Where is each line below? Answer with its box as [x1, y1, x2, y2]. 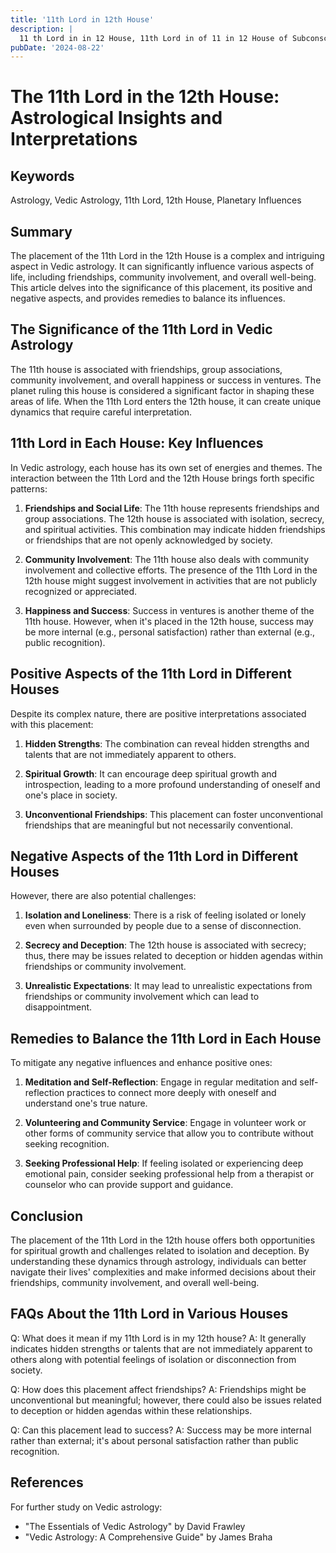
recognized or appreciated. [24, 585, 138, 597]
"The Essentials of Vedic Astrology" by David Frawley [24, 1520, 246, 1532]
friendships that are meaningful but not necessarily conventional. [24, 819, 293, 831]
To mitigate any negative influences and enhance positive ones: [10, 1057, 273, 1069]
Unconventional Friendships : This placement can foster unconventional [24, 808, 323, 820]
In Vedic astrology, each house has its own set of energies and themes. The [10, 461, 323, 473]
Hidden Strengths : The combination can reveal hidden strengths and [24, 737, 310, 750]
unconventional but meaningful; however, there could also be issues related [10, 1394, 322, 1406]
